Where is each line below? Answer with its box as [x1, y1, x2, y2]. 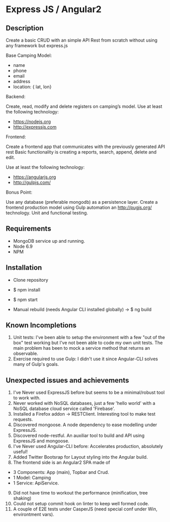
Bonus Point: [6, 189, 32, 195]
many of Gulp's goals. [13, 361, 59, 367]
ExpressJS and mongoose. [13, 438, 70, 444]
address [13, 79, 30, 84]
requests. [13, 417, 33, 423]
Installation [6, 264, 42, 272]
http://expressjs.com [13, 124, 57, 130]
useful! [13, 449, 28, 455]
